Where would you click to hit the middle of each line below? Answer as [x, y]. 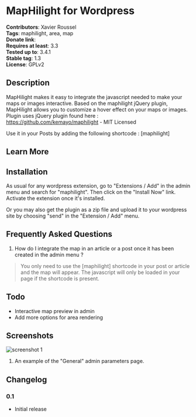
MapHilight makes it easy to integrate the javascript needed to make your [94, 97]
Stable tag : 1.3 [23, 58]
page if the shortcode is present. [60, 278]
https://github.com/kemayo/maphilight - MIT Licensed [71, 122]
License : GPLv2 [25, 64]
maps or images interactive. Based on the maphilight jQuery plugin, [87, 103]
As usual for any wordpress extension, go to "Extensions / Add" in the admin [98, 185]
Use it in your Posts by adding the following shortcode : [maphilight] [88, 133]
